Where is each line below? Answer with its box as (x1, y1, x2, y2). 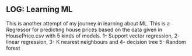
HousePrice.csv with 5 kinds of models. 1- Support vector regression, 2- (6, 32, 180, 39)
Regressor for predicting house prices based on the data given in (6, 26, 162, 33)
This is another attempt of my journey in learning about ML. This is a (6, 20, 170, 27)
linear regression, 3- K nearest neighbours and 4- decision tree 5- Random (6, 38, 187, 45)
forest (6, 44, 20, 51)
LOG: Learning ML (6, 5, 73, 14)
